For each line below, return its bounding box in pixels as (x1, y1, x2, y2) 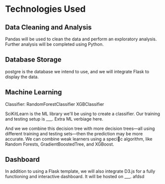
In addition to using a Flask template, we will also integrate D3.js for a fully (5, 168, 156, 174)
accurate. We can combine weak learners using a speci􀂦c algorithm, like (5, 136, 153, 142)
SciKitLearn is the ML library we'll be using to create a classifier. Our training (5, 111, 160, 117)
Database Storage (5, 56, 62, 64)
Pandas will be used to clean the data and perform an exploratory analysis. (5, 36, 157, 42)
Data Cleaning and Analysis (5, 23, 92, 31)
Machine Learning (5, 88, 63, 96)
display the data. (5, 74, 39, 80)
